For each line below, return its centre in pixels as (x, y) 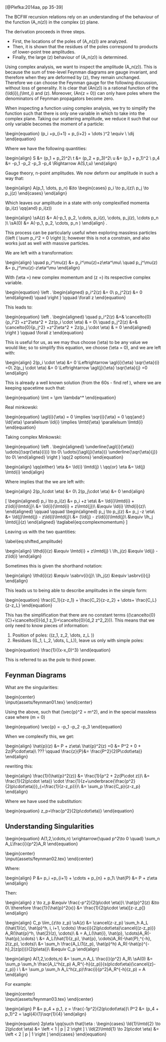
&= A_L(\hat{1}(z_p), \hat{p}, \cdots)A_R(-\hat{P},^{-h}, (95, 938)
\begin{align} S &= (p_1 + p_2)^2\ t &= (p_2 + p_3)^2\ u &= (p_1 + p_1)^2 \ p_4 (83, 158)
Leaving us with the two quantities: (41, 532)
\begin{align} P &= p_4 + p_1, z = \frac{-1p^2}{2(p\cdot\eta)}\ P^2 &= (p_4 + (82, 1009)
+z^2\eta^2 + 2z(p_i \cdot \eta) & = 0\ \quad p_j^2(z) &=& (79, 322)
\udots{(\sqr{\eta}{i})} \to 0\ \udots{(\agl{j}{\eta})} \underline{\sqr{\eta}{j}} (81, 452)
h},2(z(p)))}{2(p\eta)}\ (28, 949)
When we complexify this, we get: (40, 736)
